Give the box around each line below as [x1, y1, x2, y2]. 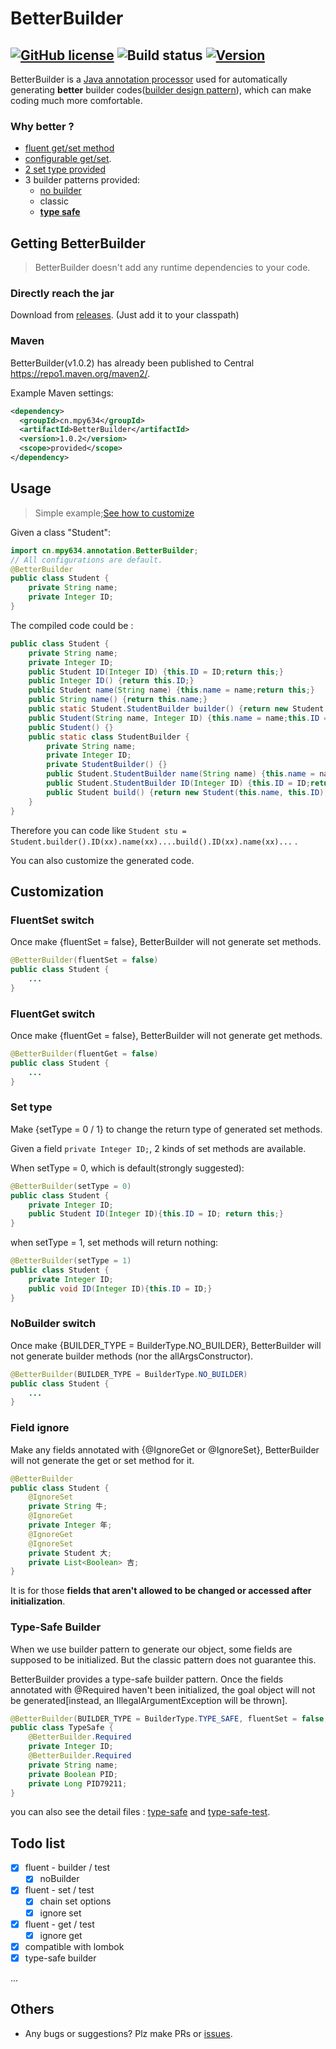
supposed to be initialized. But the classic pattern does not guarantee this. [10, 1653, 317, 1666]
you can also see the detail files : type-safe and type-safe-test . [10, 1806, 271, 1818]
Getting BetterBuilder [10, 235, 146, 252]
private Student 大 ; [28, 1548, 113, 1558]
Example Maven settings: [10, 387, 114, 399]
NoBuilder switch [10, 1317, 97, 1331]
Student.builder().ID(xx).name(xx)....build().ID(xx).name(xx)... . [10, 835, 298, 847]
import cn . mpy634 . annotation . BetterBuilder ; [10, 545, 199, 556]
